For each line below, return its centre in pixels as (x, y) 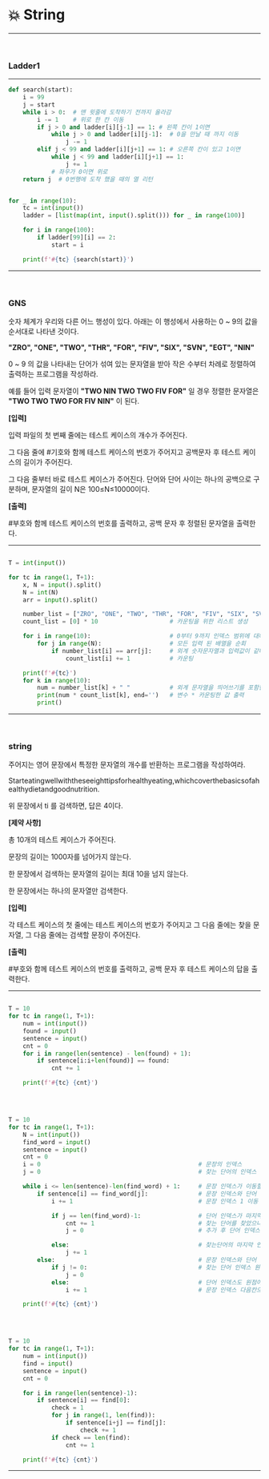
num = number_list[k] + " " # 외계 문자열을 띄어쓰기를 (141, 688)
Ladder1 (24, 66)
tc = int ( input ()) (53, 208)
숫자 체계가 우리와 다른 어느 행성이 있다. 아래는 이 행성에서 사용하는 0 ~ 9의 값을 (133, 321)
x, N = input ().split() (62, 585)
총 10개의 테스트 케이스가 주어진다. (62, 840)
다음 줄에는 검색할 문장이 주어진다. (87, 935)
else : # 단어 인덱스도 (147, 1282)
